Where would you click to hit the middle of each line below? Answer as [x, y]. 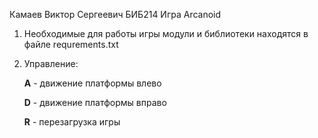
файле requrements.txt [71, 44]
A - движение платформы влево [92, 83]
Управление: [51, 63]
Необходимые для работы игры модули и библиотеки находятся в [166, 33]
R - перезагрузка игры [72, 122]
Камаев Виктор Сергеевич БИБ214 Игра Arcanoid [115, 14]
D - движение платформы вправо [95, 102]
